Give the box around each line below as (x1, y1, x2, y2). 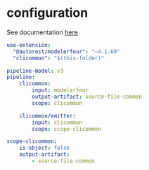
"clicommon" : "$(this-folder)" (13, 55, 105, 62)
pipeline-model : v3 (6, 67, 64, 74)
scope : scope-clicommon (32, 125, 101, 132)
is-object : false (19, 145, 70, 152)
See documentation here (6, 28, 78, 36)
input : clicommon (32, 119, 82, 126)
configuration (6, 5, 89, 21)
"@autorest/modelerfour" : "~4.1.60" (13, 48, 120, 55)
